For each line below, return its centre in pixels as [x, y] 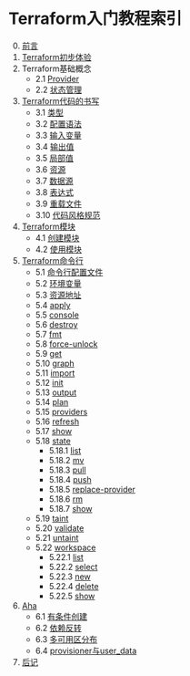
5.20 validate [60, 528]
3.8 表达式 [55, 192]
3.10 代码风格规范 [68, 214]
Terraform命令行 [52, 260]
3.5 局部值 [55, 158]
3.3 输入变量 [59, 135]
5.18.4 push [70, 479]
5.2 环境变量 [59, 283]
